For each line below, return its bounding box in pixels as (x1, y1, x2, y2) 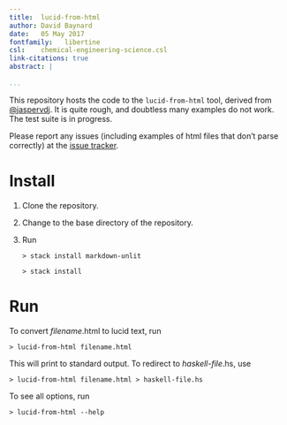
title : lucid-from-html (9, 12, 101, 22)
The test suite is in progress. (9, 113, 113, 124)
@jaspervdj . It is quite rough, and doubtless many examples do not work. (9, 103, 275, 115)
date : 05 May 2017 (9, 29, 86, 38)
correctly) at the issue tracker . (9, 140, 119, 150)
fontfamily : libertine (9, 37, 101, 47)
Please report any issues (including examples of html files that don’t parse (9, 130, 279, 141)
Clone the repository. (21, 200, 99, 210)
